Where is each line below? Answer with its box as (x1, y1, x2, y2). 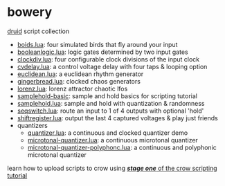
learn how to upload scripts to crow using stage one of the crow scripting (7, 164, 217, 172)
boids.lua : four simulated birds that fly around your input (17, 40, 178, 48)
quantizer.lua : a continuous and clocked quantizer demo (27, 129, 188, 137)
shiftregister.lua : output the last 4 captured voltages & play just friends (17, 113, 218, 122)
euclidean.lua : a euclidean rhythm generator (17, 70, 144, 78)
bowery (7, 4, 53, 20)
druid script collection (7, 27, 70, 35)
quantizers (17, 121, 48, 129)
